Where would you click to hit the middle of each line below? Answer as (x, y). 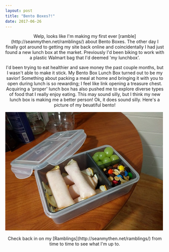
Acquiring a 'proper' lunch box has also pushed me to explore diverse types (85, 89)
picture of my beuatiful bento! (85, 105)
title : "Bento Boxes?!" (30, 16)
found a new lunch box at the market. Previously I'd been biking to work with (85, 53)
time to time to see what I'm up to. (85, 244)
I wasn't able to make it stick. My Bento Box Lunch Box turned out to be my (85, 73)
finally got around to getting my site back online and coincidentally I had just (85, 47)
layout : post (19, 11)
